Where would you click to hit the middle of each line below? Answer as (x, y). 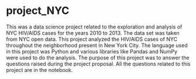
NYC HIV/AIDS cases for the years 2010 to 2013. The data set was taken (93, 33)
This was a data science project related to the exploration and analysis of (94, 27)
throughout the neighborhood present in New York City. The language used (97, 45)
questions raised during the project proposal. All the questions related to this (98, 64)
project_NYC (38, 11)
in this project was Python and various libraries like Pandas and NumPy (92, 51)
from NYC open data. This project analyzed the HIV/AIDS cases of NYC (92, 39)
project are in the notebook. (39, 70)
